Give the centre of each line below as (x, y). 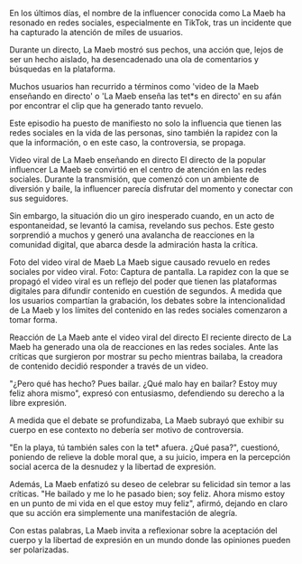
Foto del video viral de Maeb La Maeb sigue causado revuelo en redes (140, 262)
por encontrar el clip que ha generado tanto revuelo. (106, 106)
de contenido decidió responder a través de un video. (109, 366)
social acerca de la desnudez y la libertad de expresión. (113, 466)
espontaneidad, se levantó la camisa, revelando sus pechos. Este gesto (142, 226)
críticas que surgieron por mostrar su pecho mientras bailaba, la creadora (146, 357)
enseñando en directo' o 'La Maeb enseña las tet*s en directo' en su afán (146, 96)
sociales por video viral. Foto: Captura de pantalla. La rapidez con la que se (149, 272)
